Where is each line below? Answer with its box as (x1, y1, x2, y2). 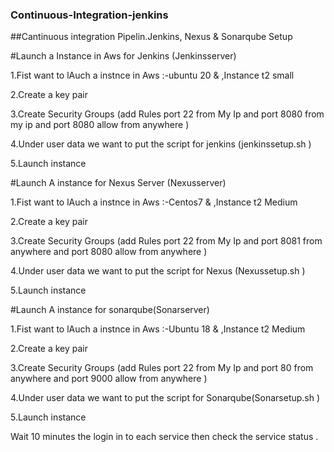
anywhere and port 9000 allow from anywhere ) (10, 373, 208, 385)
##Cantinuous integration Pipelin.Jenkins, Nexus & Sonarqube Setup (10, 31, 293, 43)
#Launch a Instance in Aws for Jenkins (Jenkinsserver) (10, 50, 237, 62)
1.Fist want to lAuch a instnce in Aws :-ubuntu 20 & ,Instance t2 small (10, 69, 295, 82)
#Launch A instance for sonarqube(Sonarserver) (10, 304, 210, 316)
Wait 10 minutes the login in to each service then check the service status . (10, 431, 319, 443)
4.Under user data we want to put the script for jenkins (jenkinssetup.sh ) (10, 138, 312, 150)
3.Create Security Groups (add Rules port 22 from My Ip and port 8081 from (10, 235, 323, 247)
